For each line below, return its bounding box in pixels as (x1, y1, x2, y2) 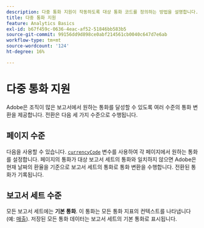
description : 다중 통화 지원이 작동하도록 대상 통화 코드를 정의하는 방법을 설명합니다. (6, 9, 199, 15)
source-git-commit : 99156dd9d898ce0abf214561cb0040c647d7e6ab (6, 32, 167, 38)
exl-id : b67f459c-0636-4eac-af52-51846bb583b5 (6, 26, 127, 32)
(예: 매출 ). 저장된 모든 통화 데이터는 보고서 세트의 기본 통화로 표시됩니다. (6, 215, 178, 223)
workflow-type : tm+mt (6, 37, 62, 43)
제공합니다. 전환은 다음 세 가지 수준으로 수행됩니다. (17, 111, 138, 118)
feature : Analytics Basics (6, 20, 75, 26)
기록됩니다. (17, 171, 44, 178)
